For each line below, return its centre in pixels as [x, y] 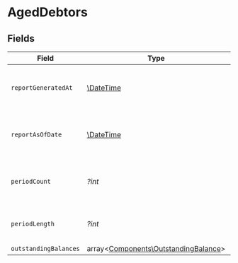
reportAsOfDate [36, 135]
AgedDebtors [48, 12]
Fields [21, 39]
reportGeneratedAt [42, 88]
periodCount [31, 181]
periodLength [33, 224]
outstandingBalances [45, 249]
